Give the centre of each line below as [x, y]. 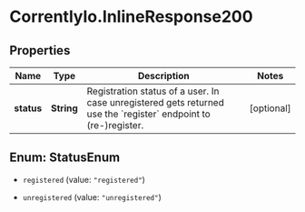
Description [163, 76]
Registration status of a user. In [153, 91]
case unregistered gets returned [155, 102]
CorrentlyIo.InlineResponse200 [131, 17]
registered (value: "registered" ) [84, 179]
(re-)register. [115, 125]
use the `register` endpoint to [148, 114]
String [64, 108]
